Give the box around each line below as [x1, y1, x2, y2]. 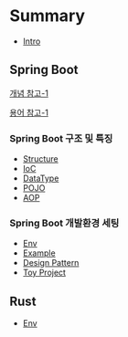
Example [22, 247, 57, 258]
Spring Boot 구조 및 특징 [9, 132, 113, 144]
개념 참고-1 [9, 88, 48, 99]
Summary [9, 5, 85, 26]
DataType [22, 173, 59, 184]
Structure [22, 153, 59, 164]
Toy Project [22, 267, 67, 279]
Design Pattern [22, 258, 80, 269]
